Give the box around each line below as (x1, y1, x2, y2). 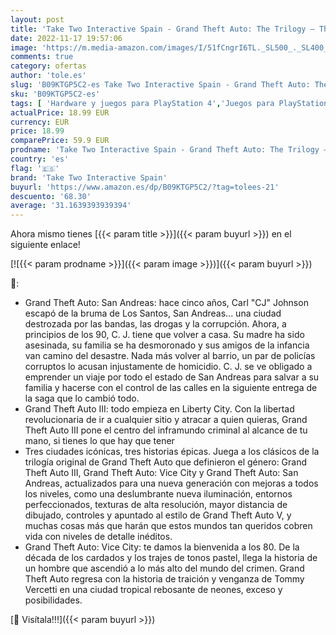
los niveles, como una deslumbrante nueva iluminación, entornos (24, 488, 293, 500)
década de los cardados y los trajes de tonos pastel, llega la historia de (24, 552, 318, 564)
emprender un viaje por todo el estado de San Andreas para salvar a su (24, 371, 320, 383)
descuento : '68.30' (10, 191, 92, 201)
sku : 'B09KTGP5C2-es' (10, 89, 101, 99)
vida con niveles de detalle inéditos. (24, 531, 173, 543)
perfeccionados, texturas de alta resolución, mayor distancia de (24, 499, 288, 511)
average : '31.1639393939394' (10, 201, 132, 211)
